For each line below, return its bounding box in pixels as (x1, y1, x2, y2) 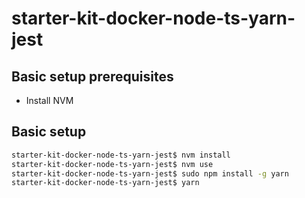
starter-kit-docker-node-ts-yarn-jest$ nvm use (11, 159, 214, 169)
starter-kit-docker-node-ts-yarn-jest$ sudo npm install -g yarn (11, 168, 289, 179)
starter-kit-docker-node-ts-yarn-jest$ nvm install (11, 150, 231, 160)
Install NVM (25, 95, 74, 106)
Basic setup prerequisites (11, 68, 174, 85)
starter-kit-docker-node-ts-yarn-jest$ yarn (11, 178, 200, 188)
